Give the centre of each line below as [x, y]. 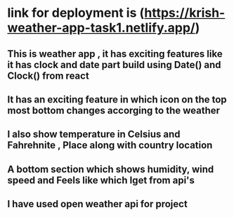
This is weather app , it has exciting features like [115, 54]
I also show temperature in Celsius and [94, 134]
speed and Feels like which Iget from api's [101, 180]
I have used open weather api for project [97, 204]
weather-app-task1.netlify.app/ [101, 28]
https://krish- [184, 13]
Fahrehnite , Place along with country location [110, 145]
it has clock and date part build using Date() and [114, 65]
